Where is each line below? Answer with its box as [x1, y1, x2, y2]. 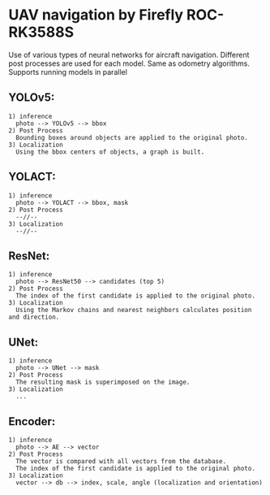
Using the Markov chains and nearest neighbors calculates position [15, 306, 252, 315]
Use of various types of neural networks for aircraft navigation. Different [8, 50, 250, 59]
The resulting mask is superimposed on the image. [15, 378, 191, 387]
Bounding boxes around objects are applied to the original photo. [15, 133, 249, 141]
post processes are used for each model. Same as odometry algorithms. [8, 59, 250, 68]
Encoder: [8, 415, 56, 428]
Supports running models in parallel [8, 67, 128, 76]
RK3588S [8, 23, 75, 41]
